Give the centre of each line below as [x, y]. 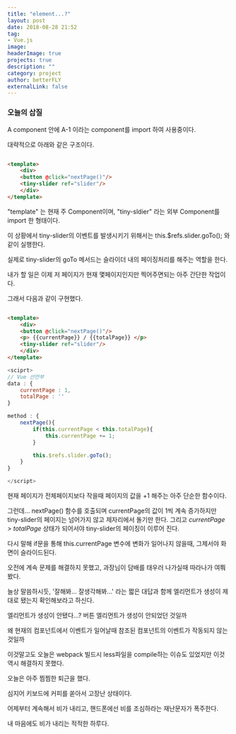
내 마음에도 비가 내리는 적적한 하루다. [58, 723]
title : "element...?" [39, 14]
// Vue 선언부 [26, 377]
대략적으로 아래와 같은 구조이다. [51, 144]
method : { [23, 416]
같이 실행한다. [26, 244]
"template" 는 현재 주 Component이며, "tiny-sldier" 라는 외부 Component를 [114, 211]
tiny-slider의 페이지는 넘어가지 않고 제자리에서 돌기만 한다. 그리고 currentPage [116, 520]
